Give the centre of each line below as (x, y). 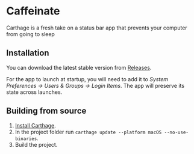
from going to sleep (31, 34)
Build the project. (36, 144)
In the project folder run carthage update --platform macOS (88, 132)
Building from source (46, 111)
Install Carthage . (35, 125)
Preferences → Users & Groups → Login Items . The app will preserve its (95, 85)
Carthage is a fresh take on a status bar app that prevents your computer (97, 28)
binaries (26, 139)
